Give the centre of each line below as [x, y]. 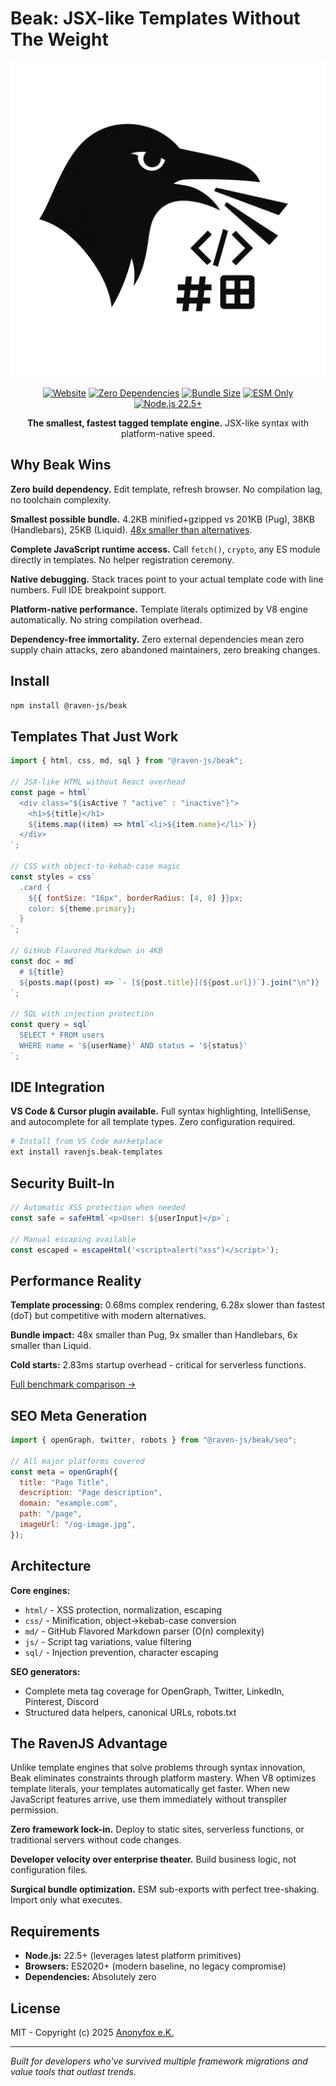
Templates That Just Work [94, 736]
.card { [35, 887]
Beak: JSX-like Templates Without [155, 18]
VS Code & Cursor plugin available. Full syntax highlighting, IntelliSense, [161, 1111]
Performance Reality [76, 1280]
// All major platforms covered [77, 1461]
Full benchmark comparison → [73, 1384]
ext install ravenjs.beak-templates [86, 1152]
